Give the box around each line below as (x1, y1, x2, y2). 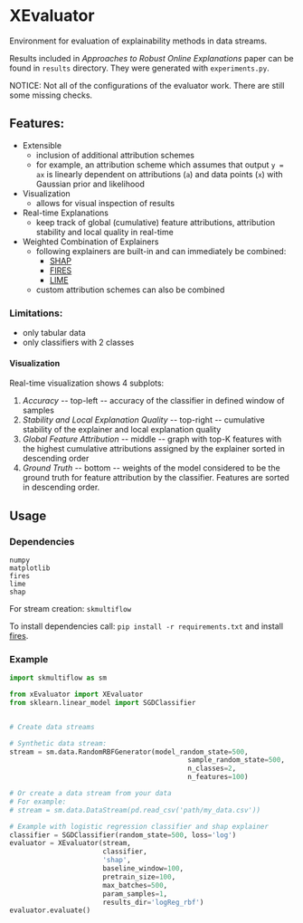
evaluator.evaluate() (9, 906, 91, 915)
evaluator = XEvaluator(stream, (9, 839, 131, 848)
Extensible (22, 139, 62, 150)
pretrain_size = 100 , (102, 872, 176, 881)
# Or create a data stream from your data (9, 789, 172, 798)
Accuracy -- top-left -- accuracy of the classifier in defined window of (22, 395, 285, 406)
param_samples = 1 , (102, 889, 168, 899)
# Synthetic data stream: (9, 738, 107, 747)
